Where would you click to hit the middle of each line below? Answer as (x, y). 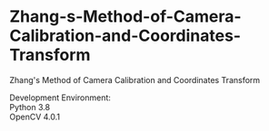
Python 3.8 (30, 107)
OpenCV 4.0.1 (35, 117)
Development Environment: (60, 98)
